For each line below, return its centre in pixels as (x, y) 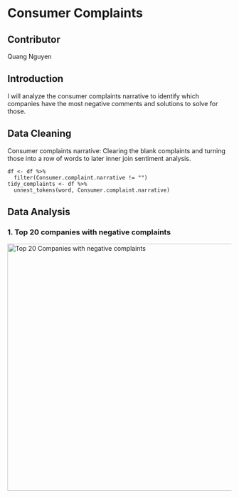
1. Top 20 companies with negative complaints (89, 232)
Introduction (36, 79)
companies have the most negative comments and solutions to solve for (113, 103)
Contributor (34, 40)
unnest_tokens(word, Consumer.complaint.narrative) (92, 190)
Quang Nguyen (30, 56)
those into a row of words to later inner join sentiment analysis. (99, 158)
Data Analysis (39, 212)
